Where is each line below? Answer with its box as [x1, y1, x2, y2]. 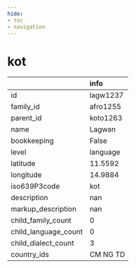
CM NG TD [89, 250, 125, 260]
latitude [11, 159, 36, 169]
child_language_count [11, 227, 83, 237]
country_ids [11, 250, 49, 260]
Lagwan [89, 125, 116, 134]
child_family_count [11, 216, 72, 225]
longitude [11, 170, 42, 180]
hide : [7, 10, 23, 17]
